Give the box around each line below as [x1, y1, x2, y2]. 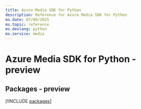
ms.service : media [5, 31, 45, 36]
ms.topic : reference [5, 21, 50, 27]
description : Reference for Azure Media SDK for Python [5, 12, 127, 17]
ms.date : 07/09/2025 [5, 17, 50, 22]
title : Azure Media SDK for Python [5, 7, 82, 13]
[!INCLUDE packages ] [5, 98, 52, 104]
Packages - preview [5, 84, 70, 93]
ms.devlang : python [5, 27, 47, 32]
